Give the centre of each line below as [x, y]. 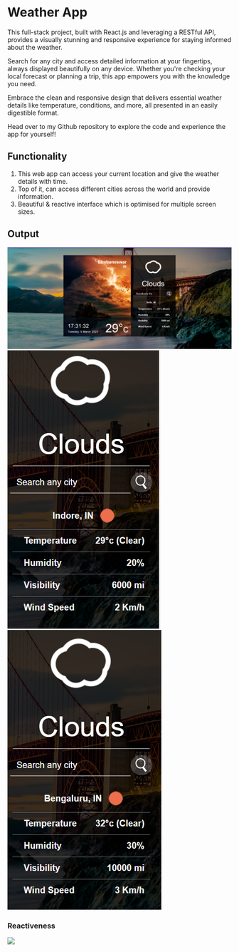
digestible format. [33, 113]
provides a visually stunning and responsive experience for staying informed [119, 39]
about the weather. [35, 47]
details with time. [43, 181]
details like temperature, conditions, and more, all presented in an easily [113, 105]
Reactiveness [31, 926]
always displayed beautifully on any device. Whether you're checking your [116, 68]
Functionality [37, 156]
